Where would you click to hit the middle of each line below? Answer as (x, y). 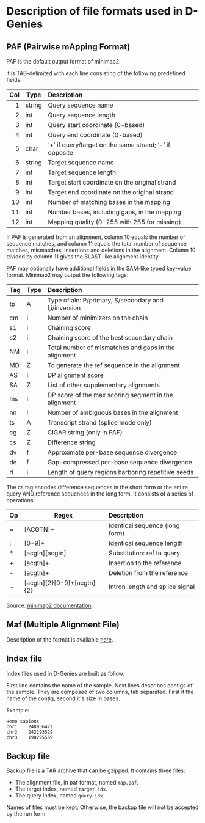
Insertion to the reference (145, 563)
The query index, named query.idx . (60, 796)
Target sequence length (82, 172)
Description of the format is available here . (60, 639)
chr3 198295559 (30, 737)
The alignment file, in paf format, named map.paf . (77, 783)
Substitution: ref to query (145, 553)
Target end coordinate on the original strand (111, 192)
